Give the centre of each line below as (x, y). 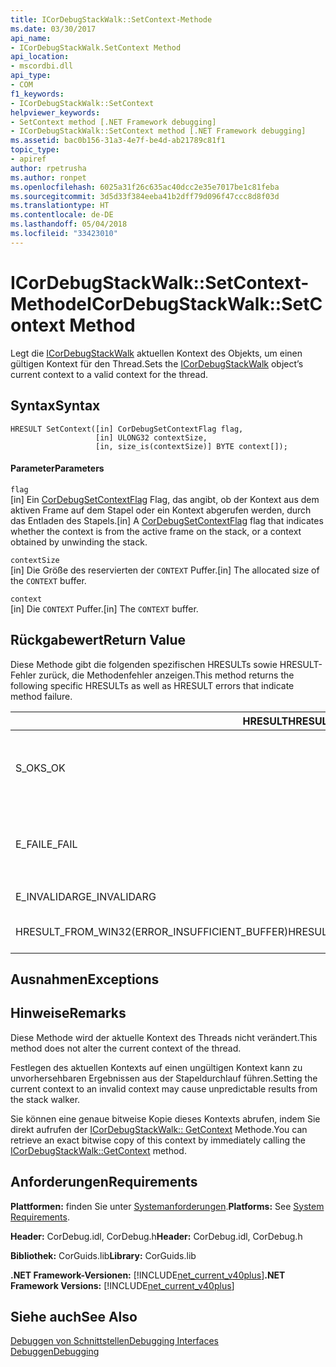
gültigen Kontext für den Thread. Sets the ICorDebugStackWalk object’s (157, 363)
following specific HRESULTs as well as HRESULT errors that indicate (152, 685)
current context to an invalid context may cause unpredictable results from (164, 1088)
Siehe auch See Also (74, 1316)
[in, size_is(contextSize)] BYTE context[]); (191, 446)
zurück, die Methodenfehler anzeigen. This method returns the (166, 675)
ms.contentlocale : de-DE (62, 215)
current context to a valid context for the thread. (109, 374)
